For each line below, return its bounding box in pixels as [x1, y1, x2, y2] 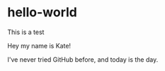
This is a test [7, 28, 45, 36]
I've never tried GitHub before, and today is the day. [7, 55, 159, 64]
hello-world [7, 4, 78, 21]
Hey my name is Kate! [7, 41, 72, 50]
